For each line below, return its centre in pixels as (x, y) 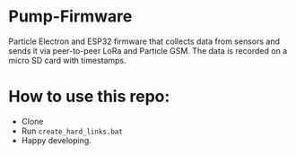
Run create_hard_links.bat (72, 131)
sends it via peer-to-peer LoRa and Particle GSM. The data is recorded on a (148, 50)
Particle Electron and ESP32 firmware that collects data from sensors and (144, 41)
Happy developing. (56, 140)
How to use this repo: (89, 97)
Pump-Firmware (70, 17)
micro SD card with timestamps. (67, 60)
